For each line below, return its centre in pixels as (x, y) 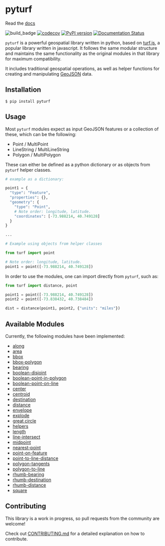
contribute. (17, 539)
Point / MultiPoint (30, 144)
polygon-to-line (29, 469)
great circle (24, 421)
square (20, 490)
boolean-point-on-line (35, 383)
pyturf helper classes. (28, 170)
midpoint (22, 442)
